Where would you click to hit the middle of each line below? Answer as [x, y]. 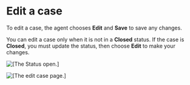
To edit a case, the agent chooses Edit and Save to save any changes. [94, 28]
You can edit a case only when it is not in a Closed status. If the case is [95, 39]
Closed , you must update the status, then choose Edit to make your [91, 46]
